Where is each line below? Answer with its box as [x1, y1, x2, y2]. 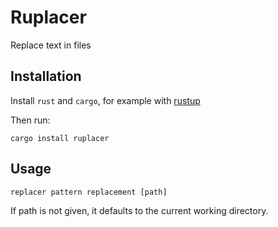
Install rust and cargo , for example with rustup [10, 94, 201, 106]
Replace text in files [10, 39, 92, 51]
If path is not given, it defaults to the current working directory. [10, 204, 269, 216]
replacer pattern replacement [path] [10, 187, 168, 197]
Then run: [10, 114, 51, 126]
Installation [10, 68, 82, 85]
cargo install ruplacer [10, 133, 110, 143]
